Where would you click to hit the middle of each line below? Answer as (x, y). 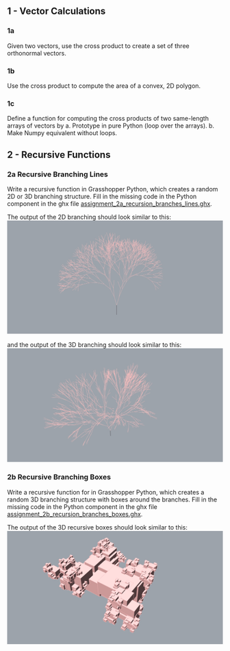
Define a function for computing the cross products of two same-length (108, 119)
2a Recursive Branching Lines (57, 174)
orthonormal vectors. (37, 53)
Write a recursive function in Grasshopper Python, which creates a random (113, 189)
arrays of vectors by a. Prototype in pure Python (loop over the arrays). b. (111, 126)
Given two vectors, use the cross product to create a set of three (98, 46)
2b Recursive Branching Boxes (59, 477)
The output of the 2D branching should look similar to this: (89, 217)
